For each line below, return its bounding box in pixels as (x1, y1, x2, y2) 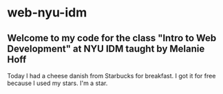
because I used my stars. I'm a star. (7, 79, 108, 87)
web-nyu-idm (7, 5, 87, 21)
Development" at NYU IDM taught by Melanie (7, 43, 205, 54)
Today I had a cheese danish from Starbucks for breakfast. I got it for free (7, 72, 216, 80)
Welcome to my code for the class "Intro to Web (7, 32, 217, 44)
